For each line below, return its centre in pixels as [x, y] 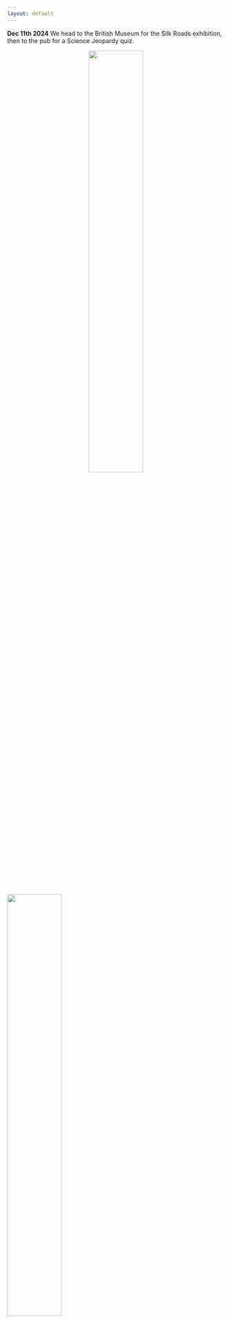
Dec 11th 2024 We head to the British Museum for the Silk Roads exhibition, [114, 33]
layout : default [30, 13]
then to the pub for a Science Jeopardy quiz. [71, 40]
